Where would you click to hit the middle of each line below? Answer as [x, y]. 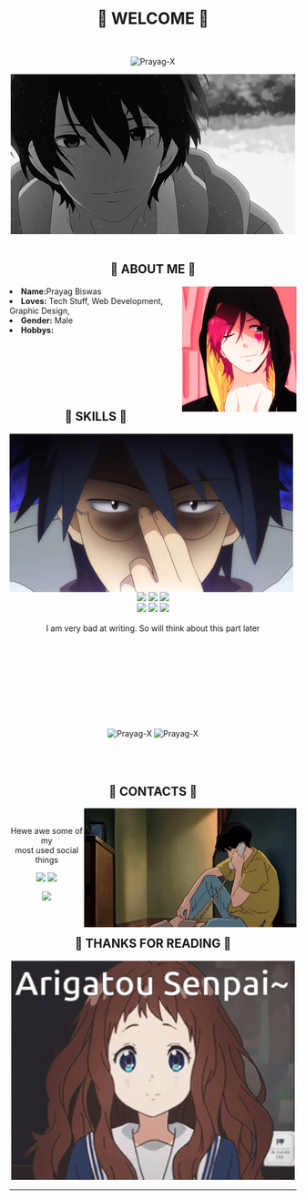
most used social [47, 850]
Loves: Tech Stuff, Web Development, [92, 300]
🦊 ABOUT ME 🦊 [153, 269]
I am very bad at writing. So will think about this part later [153, 628]
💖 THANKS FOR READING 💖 [153, 944]
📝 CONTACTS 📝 [153, 791]
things [47, 860]
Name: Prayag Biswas [61, 291]
